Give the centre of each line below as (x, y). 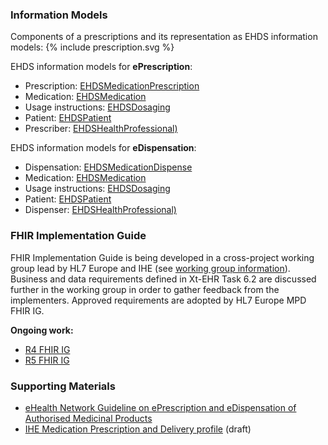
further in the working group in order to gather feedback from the (145, 289)
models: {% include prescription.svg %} (92, 47)
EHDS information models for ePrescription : (101, 67)
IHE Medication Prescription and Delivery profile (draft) (138, 429)
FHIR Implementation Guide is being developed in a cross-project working (162, 257)
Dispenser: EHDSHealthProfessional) (100, 210)
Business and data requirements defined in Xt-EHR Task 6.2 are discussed (163, 279)
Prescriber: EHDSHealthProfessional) (101, 129)
